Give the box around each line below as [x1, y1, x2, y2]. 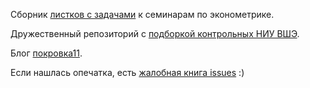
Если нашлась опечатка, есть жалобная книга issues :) [10, 67, 245, 78]
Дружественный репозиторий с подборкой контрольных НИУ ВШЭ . [10, 28, 300, 39]
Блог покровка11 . [10, 47, 83, 59]
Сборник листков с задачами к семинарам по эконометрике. [10, 9, 275, 20]
